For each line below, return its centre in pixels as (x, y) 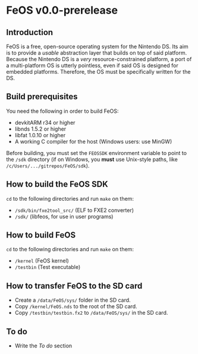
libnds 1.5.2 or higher (40, 129)
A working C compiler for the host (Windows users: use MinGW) (93, 141)
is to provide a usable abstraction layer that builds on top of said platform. (97, 53)
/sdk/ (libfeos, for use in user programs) (64, 216)
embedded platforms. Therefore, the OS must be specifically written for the (98, 72)
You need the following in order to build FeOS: (62, 111)
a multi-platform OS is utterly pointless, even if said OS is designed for (92, 65)
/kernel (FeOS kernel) (42, 261)
